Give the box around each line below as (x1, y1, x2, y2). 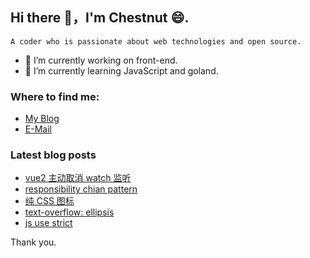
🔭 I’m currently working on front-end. (24, 54, 178, 66)
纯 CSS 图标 (24, 195, 75, 207)
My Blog (24, 113, 60, 125)
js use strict (24, 217, 73, 229)
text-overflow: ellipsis (24, 206, 115, 218)
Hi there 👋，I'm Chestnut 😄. (10, 9, 190, 27)
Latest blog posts (10, 148, 97, 162)
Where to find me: (10, 89, 100, 103)
